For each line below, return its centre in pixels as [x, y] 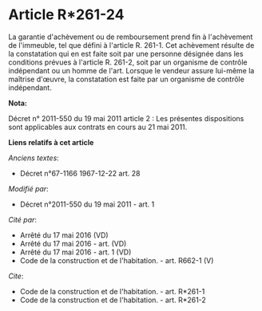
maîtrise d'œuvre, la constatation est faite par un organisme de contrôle [127, 79]
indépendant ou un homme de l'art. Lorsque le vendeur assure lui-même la [131, 70]
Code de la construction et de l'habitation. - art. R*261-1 [112, 291]
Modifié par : [29, 188]
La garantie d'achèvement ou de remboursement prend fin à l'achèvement [131, 37]
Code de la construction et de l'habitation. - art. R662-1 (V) [117, 260]
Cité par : [23, 219]
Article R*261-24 [66, 15]
